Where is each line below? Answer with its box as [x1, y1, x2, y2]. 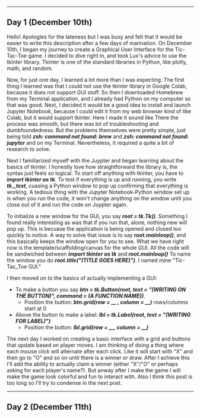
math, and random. [7, 65, 53, 72]
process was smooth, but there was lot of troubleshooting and [7, 120, 159, 127]
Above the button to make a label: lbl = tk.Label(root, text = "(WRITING [15, 311, 191, 318]
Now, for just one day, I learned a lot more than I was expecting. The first [7, 76, 185, 83]
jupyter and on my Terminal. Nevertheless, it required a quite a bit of [7, 139, 174, 146]
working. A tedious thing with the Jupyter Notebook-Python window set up [7, 188, 190, 196]
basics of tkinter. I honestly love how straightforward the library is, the [7, 163, 177, 170]
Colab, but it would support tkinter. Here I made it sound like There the [7, 114, 179, 121]
